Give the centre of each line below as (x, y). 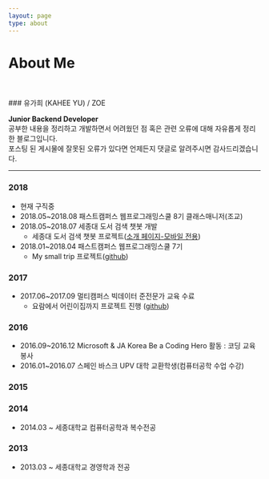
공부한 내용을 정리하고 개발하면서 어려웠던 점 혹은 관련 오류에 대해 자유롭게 (125, 128)
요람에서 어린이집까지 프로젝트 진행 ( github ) (100, 306)
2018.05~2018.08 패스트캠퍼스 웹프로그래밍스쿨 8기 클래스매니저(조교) (131, 216)
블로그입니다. (37, 139)
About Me (42, 63)
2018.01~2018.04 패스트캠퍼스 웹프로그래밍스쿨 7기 (101, 246)
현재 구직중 (37, 206)
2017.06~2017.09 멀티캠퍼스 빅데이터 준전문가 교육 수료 (107, 296)
